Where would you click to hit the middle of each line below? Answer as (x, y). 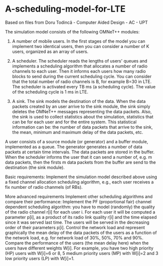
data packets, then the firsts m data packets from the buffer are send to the (81, 162)
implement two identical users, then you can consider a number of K (81, 46)
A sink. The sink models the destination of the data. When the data (79, 101)
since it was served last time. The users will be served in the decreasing (77, 222)
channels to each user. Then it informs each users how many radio (79, 71)
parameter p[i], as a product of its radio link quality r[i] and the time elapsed (81, 217)
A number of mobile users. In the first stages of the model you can (79, 41)
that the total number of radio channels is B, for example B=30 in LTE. (82, 82)
